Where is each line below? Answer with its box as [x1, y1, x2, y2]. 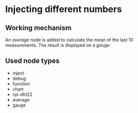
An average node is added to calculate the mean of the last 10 [5, 37, 133, 43]
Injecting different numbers [5, 4, 122, 15]
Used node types [5, 57, 60, 65]
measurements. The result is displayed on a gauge [5, 42, 110, 48]
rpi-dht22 [12, 91, 33, 97]
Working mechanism [5, 24, 72, 32]
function [12, 80, 30, 86]
